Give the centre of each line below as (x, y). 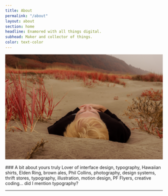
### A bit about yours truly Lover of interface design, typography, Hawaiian (83, 167)
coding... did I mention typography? (42, 183)
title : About (19, 10)
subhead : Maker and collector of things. (49, 37)
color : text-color (24, 42)
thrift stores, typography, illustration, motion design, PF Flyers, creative (78, 178)
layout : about (20, 21)
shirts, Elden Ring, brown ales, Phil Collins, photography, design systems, (80, 172)
